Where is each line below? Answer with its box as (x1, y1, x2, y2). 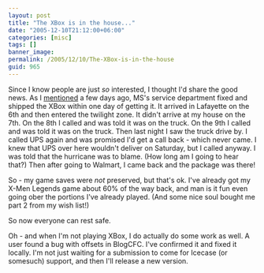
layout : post (8, 11, 51, 20)
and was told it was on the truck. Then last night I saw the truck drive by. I (8, 126, 248, 136)
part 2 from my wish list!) (8, 200, 90, 210)
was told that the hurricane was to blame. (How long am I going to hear (8, 151, 239, 161)
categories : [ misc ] (8, 33, 73, 42)
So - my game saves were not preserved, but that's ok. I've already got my (8, 175, 251, 185)
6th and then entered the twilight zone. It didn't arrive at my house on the (8, 110, 246, 119)
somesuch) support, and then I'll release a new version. (8, 256, 189, 265)
